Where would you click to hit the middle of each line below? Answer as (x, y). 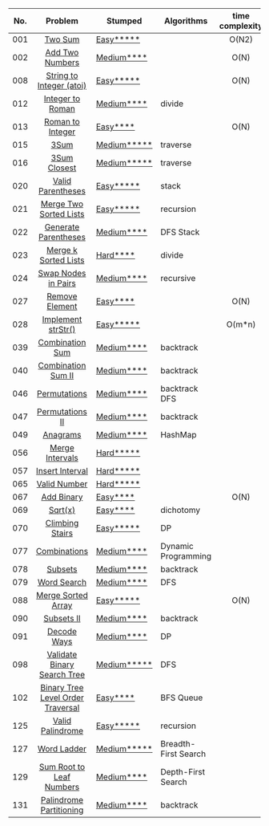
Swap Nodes (62, 273)
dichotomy (180, 510)
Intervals (62, 458)
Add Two (62, 53)
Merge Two (62, 204)
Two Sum (62, 39)
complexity (241, 26)
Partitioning (62, 810)
